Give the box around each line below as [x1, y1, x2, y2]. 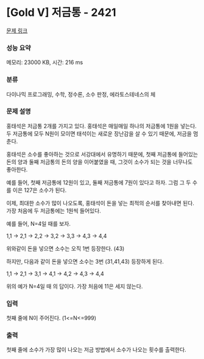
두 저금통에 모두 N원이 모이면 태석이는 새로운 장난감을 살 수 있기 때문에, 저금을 [6, 129, 192, 137]
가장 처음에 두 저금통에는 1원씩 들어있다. [6, 207, 102, 214]
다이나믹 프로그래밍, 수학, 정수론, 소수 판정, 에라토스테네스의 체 [6, 90, 156, 98]
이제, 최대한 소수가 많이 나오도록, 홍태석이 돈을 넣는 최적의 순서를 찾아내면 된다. [6, 199, 195, 206]
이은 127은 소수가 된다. [12, 186, 67, 194]
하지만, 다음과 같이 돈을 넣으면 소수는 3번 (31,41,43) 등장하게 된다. [6, 258, 164, 265]
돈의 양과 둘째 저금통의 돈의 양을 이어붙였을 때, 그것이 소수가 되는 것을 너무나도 [6, 158, 193, 165]
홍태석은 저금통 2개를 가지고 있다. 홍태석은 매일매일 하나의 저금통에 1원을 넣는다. [6, 122, 197, 129]
